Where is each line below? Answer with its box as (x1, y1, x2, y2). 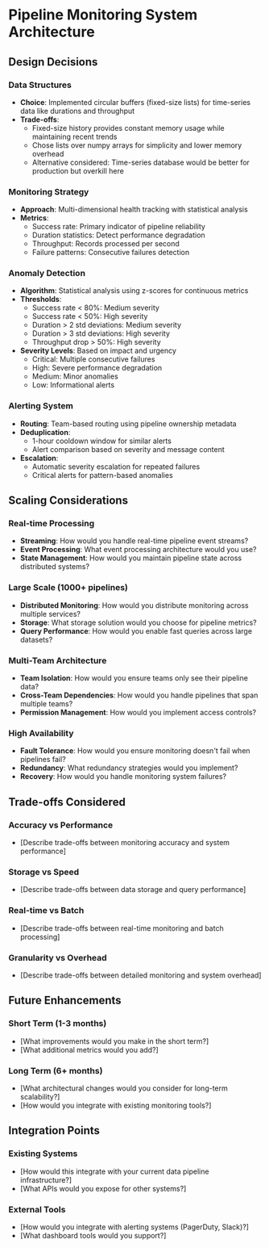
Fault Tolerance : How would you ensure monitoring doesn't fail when (19, 746, 251, 756)
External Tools (8, 1204, 66, 1215)
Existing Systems (8, 1148, 78, 1159)
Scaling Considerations (8, 494, 129, 508)
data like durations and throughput (19, 106, 135, 115)
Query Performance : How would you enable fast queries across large (19, 626, 252, 635)
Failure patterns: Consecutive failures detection (31, 248, 190, 258)
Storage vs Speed (8, 866, 80, 877)
